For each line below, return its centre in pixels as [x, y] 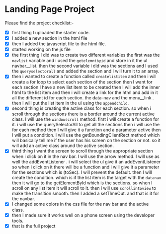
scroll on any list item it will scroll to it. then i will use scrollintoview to [84, 188]
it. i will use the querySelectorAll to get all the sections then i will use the [86, 125]
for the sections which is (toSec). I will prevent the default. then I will [82, 172]
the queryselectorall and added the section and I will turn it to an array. [85, 71]
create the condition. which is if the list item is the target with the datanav [86, 178]
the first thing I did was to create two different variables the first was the [86, 55]
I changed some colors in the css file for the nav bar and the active [80, 204]
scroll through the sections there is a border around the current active [83, 114]
